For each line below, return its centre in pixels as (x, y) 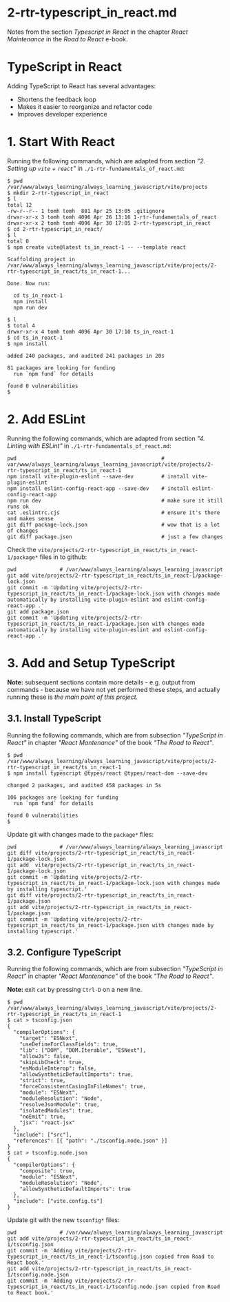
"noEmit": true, (43, 1117)
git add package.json (38, 611)
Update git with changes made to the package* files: (80, 834)
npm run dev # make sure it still (115, 500)
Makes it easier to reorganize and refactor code (85, 106)
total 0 (18, 241)
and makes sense (30, 518)
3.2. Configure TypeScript (64, 952)
